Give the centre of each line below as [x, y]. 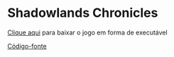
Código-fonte [27, 46]
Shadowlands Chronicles [83, 13]
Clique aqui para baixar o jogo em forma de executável [88, 32]
